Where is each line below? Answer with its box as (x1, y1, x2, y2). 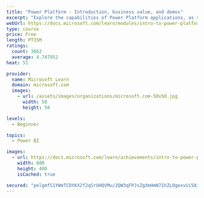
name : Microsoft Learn (12, 77, 69, 83)
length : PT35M (6, 37, 42, 43)
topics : (6, 132, 26, 138)
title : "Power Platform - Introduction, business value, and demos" (6, 9, 183, 15)
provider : (6, 70, 32, 77)
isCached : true (17, 171, 56, 177)
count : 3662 (12, 49, 42, 55)
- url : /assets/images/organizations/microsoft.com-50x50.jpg (17, 94, 178, 100)
